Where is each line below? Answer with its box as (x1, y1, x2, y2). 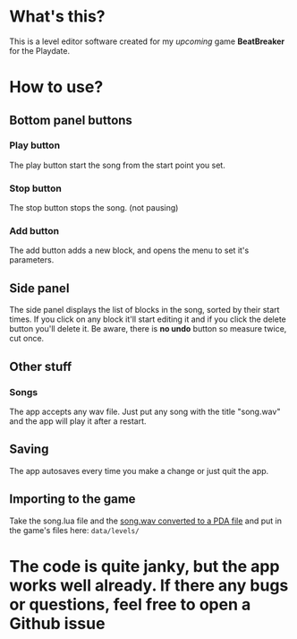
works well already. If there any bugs (9, 575, 289, 595)
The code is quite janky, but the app (9, 556, 280, 576)
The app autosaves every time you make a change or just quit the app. (9, 465, 269, 476)
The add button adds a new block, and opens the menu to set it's (9, 245, 250, 256)
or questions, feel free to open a (9, 594, 251, 615)
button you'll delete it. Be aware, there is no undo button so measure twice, (9, 324, 287, 334)
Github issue (9, 613, 106, 634)
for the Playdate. (9, 45, 70, 56)
